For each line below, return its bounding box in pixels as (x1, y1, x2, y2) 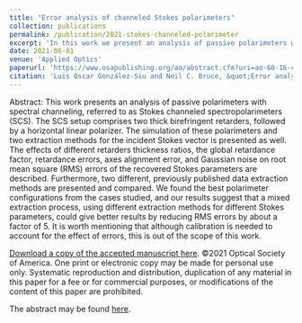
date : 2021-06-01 (9, 47, 75, 56)
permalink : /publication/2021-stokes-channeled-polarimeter (9, 30, 240, 39)
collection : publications (9, 22, 106, 31)
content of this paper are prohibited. (9, 285, 144, 297)
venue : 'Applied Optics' (9, 55, 102, 64)
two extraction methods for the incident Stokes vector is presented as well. (9, 134, 288, 145)
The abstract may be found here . (9, 303, 131, 314)
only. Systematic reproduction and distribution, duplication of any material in (9, 266, 292, 277)
